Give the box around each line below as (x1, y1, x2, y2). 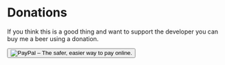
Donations (7, 5, 67, 21)
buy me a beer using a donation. (7, 34, 99, 42)
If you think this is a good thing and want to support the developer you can (7, 27, 219, 36)
